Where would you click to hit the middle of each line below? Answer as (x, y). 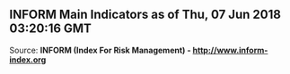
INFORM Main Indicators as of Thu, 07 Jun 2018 (145, 15)
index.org (28, 59)
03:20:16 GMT (51, 29)
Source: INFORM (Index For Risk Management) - (100, 50)
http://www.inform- (230, 50)
